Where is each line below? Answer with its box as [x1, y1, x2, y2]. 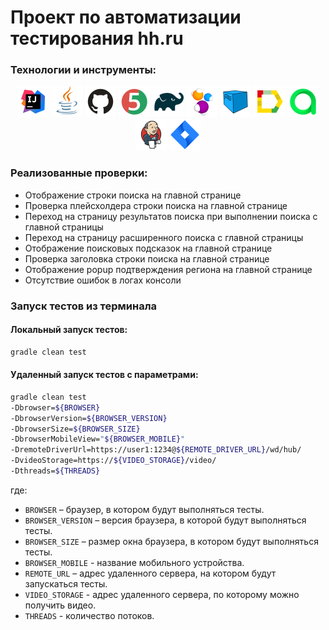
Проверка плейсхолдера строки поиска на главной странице [24, 199, 288, 211]
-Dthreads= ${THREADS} [10, 466, 101, 476]
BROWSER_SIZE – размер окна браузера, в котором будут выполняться [24, 535, 319, 547]
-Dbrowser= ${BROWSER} [10, 402, 101, 413]
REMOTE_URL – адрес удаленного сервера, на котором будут [24, 567, 277, 579]
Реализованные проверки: [10, 166, 148, 180]
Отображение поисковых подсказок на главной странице [24, 242, 273, 254]
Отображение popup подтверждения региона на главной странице [24, 263, 313, 275]
